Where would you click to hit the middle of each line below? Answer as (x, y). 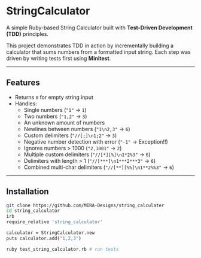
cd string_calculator (33, 211)
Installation (28, 192)
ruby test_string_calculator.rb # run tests (63, 249)
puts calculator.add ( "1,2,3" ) (44, 238)
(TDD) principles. (28, 34)
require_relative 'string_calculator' (54, 222)
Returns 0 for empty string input (54, 97)
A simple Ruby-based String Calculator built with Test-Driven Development (99, 28)
